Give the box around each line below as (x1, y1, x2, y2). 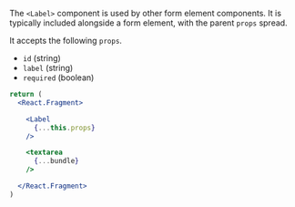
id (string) (22, 53, 61, 63)
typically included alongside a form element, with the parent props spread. (9, 17, 289, 28)
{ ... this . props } (33, 123, 96, 132)
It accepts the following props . (9, 36, 123, 46)
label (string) (22, 63, 74, 73)
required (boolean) (22, 72, 95, 83)
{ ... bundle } (33, 157, 79, 166)
